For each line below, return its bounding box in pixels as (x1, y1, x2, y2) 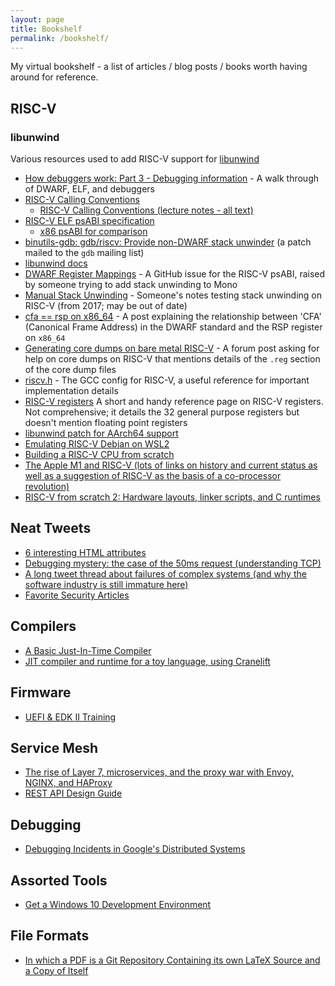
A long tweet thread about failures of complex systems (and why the (24, 567, 307, 580)
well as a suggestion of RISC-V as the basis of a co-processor (24, 470, 282, 482)
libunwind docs (24, 257, 88, 270)
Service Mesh (10, 739, 99, 756)
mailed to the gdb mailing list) (24, 247, 145, 259)
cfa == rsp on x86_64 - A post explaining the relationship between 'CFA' (24, 311, 322, 323)
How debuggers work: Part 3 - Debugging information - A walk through (24, 172, 320, 185)
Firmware (10, 684, 72, 701)
